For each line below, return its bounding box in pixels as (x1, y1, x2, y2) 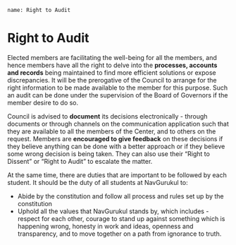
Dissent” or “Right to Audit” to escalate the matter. (7, 157, 153, 165)
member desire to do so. (7, 98, 79, 107)
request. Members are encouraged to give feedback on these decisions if (7, 134, 223, 143)
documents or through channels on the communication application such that (7, 119, 229, 128)
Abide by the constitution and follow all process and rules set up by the (17, 191, 224, 201)
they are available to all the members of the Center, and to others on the (7, 127, 216, 136)
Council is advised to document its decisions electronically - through (7, 112, 208, 120)
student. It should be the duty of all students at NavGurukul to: (7, 178, 188, 186)
